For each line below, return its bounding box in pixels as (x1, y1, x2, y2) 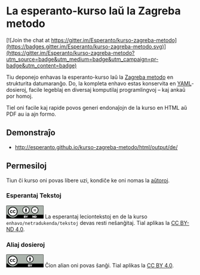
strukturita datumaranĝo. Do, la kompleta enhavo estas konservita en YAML (6, 79, 192, 87)
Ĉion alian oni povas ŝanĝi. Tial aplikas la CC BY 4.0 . (44, 262, 174, 269)
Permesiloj (6, 161, 47, 171)
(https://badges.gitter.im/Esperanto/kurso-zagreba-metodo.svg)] (6, 43, 166, 50)
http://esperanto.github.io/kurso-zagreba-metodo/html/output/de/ (14, 143, 178, 150)
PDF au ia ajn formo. (6, 110, 57, 118)
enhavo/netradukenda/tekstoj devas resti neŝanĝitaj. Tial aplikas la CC (6, 219, 179, 226)
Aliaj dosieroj (6, 240, 45, 249)
